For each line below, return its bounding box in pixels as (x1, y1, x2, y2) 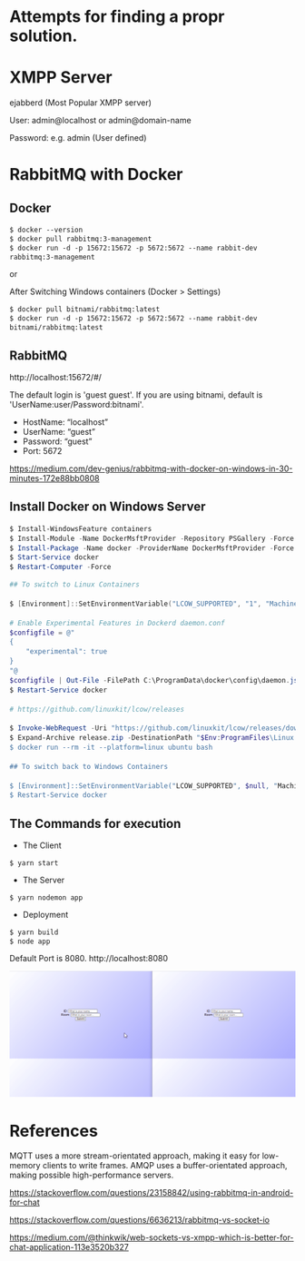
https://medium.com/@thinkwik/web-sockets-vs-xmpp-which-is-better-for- (9, 1232, 294, 1243)
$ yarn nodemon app (9, 893, 84, 902)
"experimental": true (25, 647, 107, 656)
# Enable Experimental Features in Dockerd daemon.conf (9, 618, 225, 627)
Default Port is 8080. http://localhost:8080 (9, 953, 169, 964)
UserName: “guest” (22, 426, 95, 437)
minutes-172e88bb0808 (9, 472, 100, 483)
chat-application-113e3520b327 (9, 1242, 129, 1253)
